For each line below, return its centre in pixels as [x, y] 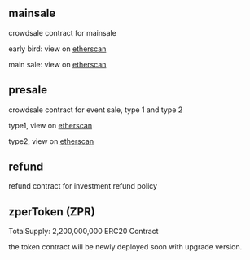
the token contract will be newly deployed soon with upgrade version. [125, 247]
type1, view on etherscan [50, 125]
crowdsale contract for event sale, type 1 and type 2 [96, 110]
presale [28, 90]
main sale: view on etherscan [57, 64]
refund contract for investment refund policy [83, 186]
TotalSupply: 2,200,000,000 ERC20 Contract [83, 232]
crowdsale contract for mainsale [62, 32]
